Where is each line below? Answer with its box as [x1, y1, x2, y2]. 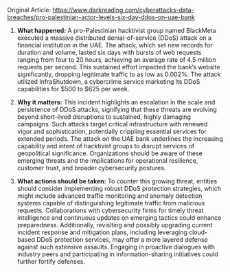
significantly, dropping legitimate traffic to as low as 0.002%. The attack [16, 70, 221, 78]
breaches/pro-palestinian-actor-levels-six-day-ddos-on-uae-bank [7, 13, 196, 21]
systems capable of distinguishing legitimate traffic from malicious [16, 199, 205, 207]
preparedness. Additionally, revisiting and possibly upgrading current [16, 221, 213, 229]
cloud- [188, 228, 208, 236]
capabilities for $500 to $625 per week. [16, 85, 130, 93]
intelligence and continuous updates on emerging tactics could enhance [16, 214, 222, 222]
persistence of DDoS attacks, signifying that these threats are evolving [16, 106, 218, 113]
